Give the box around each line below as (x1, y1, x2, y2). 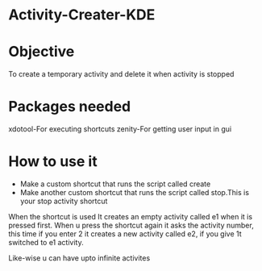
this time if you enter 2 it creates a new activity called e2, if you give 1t (8, 229, 242, 239)
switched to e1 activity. (8, 238, 84, 247)
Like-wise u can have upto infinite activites (8, 253, 151, 263)
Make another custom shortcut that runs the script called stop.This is (19, 188, 250, 197)
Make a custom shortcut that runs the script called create (19, 179, 211, 189)
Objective (8, 43, 75, 61)
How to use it (8, 152, 98, 171)
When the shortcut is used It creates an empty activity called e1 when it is (8, 212, 252, 221)
